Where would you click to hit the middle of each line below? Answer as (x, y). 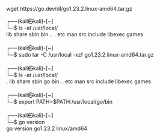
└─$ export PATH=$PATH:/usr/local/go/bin (60, 102)
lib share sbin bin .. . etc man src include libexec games (75, 34)
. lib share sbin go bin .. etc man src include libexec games (79, 81)
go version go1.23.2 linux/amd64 (47, 128)
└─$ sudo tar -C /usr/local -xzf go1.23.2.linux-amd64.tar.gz (80, 55)
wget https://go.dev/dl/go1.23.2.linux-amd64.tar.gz (69, 9)
